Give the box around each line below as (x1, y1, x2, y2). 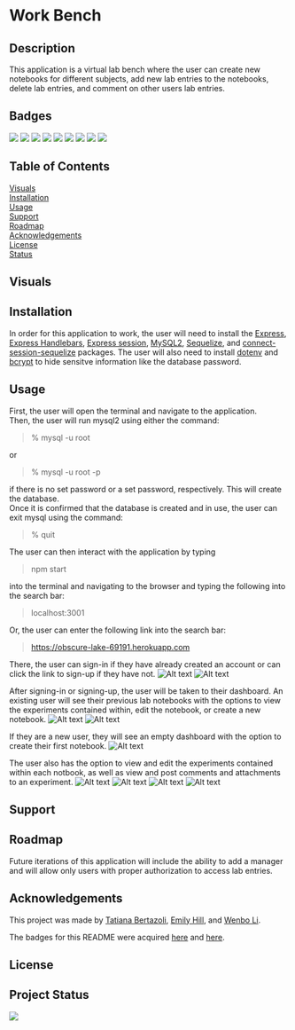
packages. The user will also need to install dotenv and (77, 347, 279, 358)
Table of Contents (9, 159, 111, 174)
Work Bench (9, 5, 102, 26)
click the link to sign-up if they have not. (9, 668, 156, 679)
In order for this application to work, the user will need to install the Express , (9, 327, 287, 338)
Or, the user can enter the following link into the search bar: (9, 625, 226, 635)
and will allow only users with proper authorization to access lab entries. (9, 865, 273, 876)
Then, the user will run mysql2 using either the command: (9, 414, 220, 426)
